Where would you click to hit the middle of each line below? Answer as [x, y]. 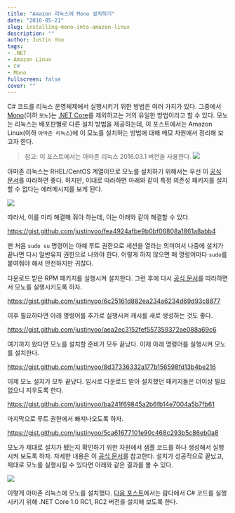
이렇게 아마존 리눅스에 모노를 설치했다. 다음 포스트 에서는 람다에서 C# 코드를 [110, 493]
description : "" [31, 33]
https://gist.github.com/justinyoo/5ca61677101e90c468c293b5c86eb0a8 [113, 433]
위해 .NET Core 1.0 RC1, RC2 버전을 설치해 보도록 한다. [102, 502]
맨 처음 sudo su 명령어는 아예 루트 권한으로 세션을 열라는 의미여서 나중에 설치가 [115, 246]
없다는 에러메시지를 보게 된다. [62, 189]
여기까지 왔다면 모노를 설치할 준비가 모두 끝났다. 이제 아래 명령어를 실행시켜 [110, 344]
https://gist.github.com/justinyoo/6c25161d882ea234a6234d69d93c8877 [114, 301]
